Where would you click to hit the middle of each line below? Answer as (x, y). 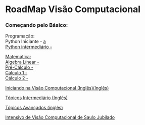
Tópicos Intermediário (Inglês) (37, 98)
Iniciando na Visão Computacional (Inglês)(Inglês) (57, 88)
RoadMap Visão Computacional (73, 9)
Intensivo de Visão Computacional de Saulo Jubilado (60, 117)
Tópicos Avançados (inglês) (34, 108)
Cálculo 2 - (17, 78)
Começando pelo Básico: (37, 25)
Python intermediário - (29, 47)
